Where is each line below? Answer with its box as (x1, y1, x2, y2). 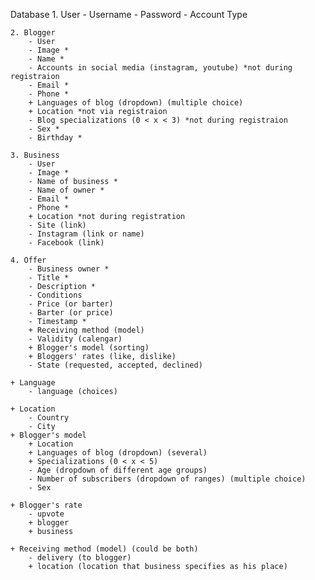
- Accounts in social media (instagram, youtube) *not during (28, 63, 293, 73)
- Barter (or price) (28, 308, 114, 318)
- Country (28, 413, 70, 423)
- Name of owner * (28, 185, 105, 195)
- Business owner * (28, 264, 110, 274)
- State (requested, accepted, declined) (28, 360, 203, 370)
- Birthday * (28, 133, 83, 143)
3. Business (10, 150, 60, 160)
